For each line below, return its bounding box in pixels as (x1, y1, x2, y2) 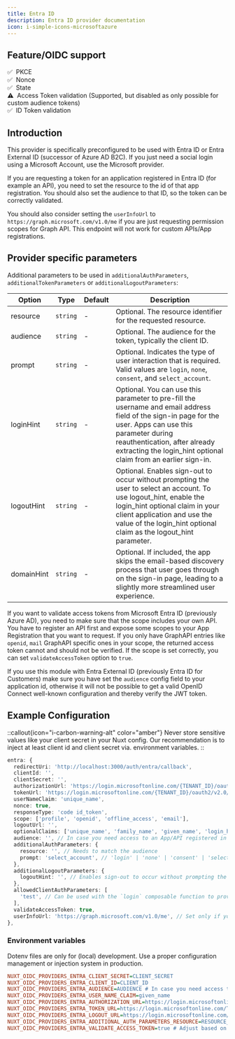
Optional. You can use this (115, 384, 201, 394)
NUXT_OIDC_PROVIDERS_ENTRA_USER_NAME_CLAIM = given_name (7, 992, 171, 999)
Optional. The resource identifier (115, 306, 222, 316)
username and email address (115, 402, 211, 411)
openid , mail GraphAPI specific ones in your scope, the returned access (7, 638, 215, 647)
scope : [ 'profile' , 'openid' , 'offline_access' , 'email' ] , (13, 815, 190, 822)
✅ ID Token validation (7, 106, 71, 115)
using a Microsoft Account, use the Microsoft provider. (7, 160, 164, 169)
